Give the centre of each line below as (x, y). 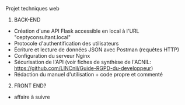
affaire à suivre (32, 97)
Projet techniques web (32, 8)
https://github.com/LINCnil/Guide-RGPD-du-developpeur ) (83, 68)
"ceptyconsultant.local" (42, 37)
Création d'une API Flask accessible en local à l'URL (76, 31)
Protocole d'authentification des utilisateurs (66, 43)
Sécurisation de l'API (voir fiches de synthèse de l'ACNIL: (82, 62)
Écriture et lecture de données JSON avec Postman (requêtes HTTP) (96, 50)
